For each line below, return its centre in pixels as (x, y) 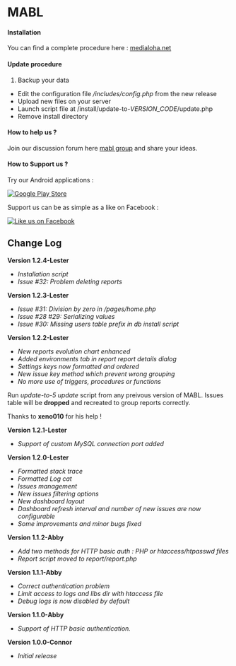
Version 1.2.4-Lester (38, 260)
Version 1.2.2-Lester (38, 337)
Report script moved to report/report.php (77, 559)
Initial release (37, 655)
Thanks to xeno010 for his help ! (55, 416)
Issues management (47, 486)
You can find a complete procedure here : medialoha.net (89, 48)
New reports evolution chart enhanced (74, 351)
